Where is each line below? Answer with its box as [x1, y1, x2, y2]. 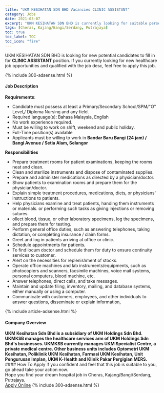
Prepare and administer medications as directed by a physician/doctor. [12, 174, 155, 180]
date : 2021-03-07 [5, 16, 41, 21]
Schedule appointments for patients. [12, 242, 85, 248]
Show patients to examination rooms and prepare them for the [12, 179, 137, 186]
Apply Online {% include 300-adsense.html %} [5, 382, 100, 388]
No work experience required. [12, 119, 73, 125]
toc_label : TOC [5, 35, 36, 40]
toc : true [5, 30, 25, 35]
